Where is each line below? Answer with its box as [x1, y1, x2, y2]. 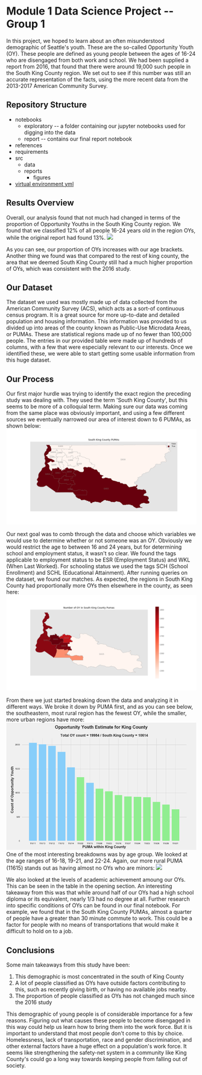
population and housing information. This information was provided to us [6, 318, 187, 325]
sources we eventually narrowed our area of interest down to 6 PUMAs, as [6, 416, 191, 423]
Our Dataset [6, 282, 53, 293]
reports [24, 167, 43, 174]
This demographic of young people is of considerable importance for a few [6, 1010, 193, 1017]
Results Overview [6, 198, 74, 208]
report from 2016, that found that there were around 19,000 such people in [6, 62, 191, 70]
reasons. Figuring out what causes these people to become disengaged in [6, 1017, 191, 1024]
